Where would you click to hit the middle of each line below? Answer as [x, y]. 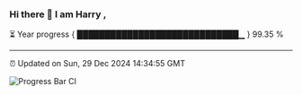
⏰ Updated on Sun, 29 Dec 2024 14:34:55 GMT [98, 64]
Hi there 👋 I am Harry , [58, 14]
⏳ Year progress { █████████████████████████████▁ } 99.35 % [147, 34]
